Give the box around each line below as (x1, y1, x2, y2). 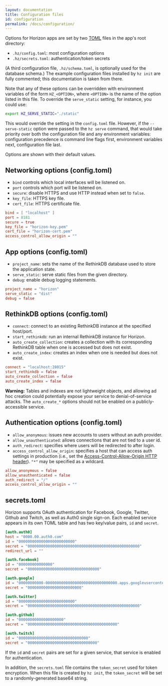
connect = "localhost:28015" (5, 365, 66, 370)
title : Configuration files (5, 12, 64, 17)
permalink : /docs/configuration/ (5, 21, 75, 27)
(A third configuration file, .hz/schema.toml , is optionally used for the (5, 65, 146, 71)
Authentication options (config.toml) (5, 419, 122, 427)
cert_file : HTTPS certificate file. (12, 200, 81, 206)
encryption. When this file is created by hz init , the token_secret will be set (5, 669, 162, 675)
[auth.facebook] (5, 558, 39, 563)
